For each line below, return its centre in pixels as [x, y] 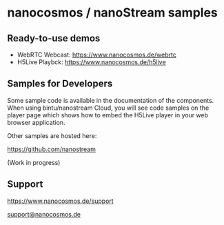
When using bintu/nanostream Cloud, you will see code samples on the [108, 108]
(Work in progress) [34, 162]
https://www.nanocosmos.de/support [60, 201]
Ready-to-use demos [54, 38]
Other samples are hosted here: [52, 135]
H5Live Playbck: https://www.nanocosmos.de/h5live [92, 62]
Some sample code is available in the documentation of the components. [111, 100]
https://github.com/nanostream [52, 149]
